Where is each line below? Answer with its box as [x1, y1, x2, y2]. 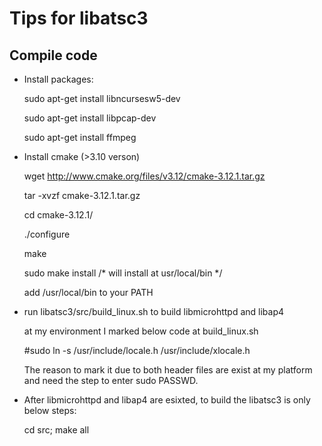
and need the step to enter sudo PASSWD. [23, 375, 199, 386]
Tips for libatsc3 [9, 7, 149, 30]
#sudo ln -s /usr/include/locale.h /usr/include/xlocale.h [23, 345, 251, 356]
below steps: [23, 405, 77, 416]
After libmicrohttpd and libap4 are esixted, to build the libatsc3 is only [23, 394, 311, 406]
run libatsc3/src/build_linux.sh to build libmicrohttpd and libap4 [23, 306, 285, 317]
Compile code [9, 47, 98, 64]
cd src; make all [23, 424, 90, 436]
